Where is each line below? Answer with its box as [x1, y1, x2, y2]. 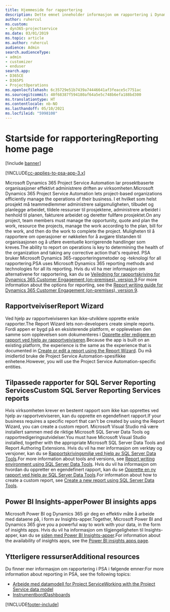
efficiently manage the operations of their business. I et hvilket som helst [5, 196, 157, 202]
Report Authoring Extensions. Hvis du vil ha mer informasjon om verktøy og [5, 445, 162, 451]
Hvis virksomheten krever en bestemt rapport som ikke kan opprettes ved [5, 408, 159, 414]
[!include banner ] [5, 160, 41, 166]
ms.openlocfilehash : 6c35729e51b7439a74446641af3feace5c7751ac [5, 87, 142, 93]
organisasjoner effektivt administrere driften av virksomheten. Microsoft [5, 185, 154, 191]
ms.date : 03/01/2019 [5, 31, 49, 36]
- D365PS [5, 78, 24, 83]
